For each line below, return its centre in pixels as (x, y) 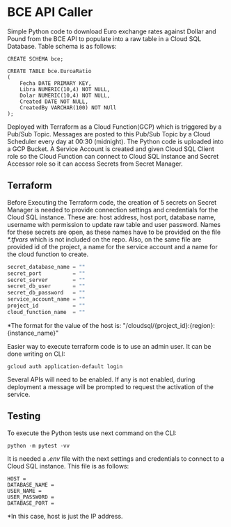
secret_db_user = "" (46, 286)
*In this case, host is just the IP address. (65, 516)
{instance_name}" (33, 333)
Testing (24, 416)
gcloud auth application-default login (65, 366)
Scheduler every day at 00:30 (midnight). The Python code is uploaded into (115, 141)
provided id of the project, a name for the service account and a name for (112, 246)
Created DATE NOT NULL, (54, 102)
